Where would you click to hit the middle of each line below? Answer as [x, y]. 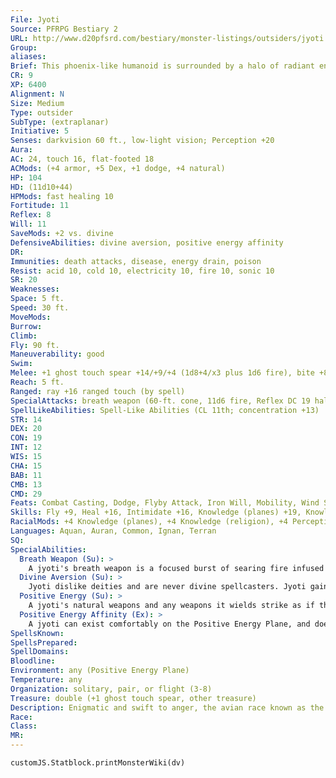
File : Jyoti [35, 19]
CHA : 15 [26, 466]
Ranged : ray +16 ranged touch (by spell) [98, 391]
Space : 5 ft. [37, 299]
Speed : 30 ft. [40, 308]
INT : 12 [26, 447]
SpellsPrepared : [44, 642]
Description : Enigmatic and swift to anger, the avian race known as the [167, 707]
